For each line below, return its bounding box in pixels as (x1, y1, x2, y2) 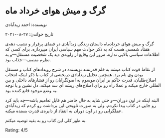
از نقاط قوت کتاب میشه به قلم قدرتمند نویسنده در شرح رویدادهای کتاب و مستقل (5, 66, 155, 72)
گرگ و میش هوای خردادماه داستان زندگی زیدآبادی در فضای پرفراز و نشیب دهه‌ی (5, 40, 154, 47)
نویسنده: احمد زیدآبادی (5, 21, 47, 27)
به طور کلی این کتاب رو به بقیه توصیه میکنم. (5, 117, 87, 123)
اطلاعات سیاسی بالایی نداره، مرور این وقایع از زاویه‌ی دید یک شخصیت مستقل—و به (5, 51, 160, 57)
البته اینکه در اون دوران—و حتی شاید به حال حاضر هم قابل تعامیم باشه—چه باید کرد (5, 97, 160, 103)
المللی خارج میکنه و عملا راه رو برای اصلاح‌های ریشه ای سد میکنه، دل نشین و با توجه (5, 82, 161, 88)
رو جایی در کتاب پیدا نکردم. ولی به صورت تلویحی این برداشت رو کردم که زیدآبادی (5, 102, 156, 108)
